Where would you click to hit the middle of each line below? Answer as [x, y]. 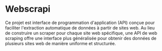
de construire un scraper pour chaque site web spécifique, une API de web [81, 33]
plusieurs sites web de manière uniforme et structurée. [61, 43]
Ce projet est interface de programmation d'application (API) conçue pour [80, 23]
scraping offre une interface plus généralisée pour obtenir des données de [81, 38]
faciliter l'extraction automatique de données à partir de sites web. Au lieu [80, 27]
